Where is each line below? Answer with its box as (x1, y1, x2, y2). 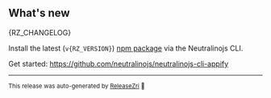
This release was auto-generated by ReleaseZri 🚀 (8, 82, 145, 90)
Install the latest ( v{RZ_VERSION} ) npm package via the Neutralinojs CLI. (8, 43, 244, 53)
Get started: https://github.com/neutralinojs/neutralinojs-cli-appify (8, 59, 229, 68)
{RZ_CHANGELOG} (8, 27, 71, 37)
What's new (8, 6, 70, 20)
